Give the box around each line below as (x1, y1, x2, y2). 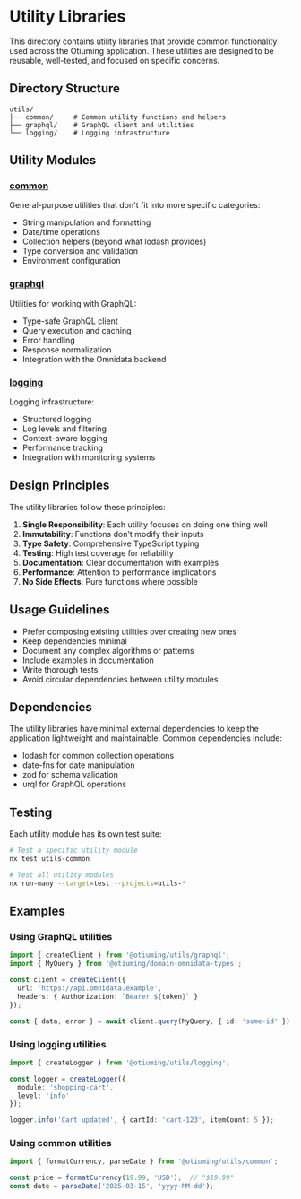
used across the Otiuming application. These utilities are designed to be (9, 45, 275, 56)
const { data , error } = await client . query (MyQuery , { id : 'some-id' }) (9, 1016, 291, 1026)
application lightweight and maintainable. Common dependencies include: (9, 733, 282, 743)
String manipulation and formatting (21, 217, 151, 228)
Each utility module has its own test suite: (9, 829, 162, 839)
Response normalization (21, 343, 112, 355)
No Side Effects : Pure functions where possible (21, 576, 199, 586)
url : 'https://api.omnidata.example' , (17, 984, 163, 993)
